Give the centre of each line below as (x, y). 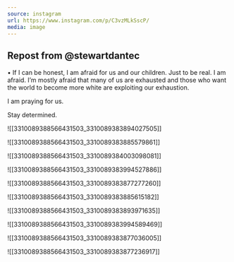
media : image (26, 27)
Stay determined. (32, 115)
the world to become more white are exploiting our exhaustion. (98, 88)
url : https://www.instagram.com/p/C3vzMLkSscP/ (79, 20)
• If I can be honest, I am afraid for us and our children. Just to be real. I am (117, 73)
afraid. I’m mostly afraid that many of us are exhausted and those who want (117, 80)
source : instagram (34, 14)
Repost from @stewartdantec (74, 55)
